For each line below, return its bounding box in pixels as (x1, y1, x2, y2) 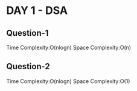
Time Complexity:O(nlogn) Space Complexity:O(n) (6, 44, 132, 51)
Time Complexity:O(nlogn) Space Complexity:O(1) (6, 77, 130, 85)
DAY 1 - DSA (6, 4, 68, 18)
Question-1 (6, 28, 49, 38)
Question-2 (6, 61, 50, 72)
